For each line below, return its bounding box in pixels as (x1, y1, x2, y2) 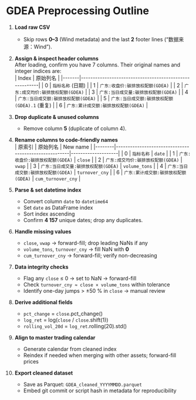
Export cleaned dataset (14, 369, 73, 376)
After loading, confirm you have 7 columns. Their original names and (14, 61, 181, 68)
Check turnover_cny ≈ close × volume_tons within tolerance (23, 281, 170, 288)
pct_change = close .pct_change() (23, 310, 103, 317)
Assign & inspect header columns (14, 55, 99, 62)
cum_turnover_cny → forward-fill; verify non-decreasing (23, 252, 157, 259)
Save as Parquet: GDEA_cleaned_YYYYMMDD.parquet (23, 381, 143, 388)
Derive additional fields (14, 299, 73, 306)
